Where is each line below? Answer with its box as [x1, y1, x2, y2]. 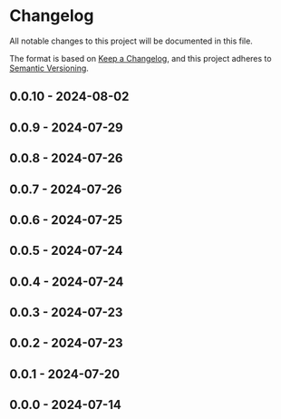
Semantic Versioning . [9, 63, 89, 73]
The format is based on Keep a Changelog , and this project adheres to [9, 53, 272, 63]
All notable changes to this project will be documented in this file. [9, 35, 254, 46]
